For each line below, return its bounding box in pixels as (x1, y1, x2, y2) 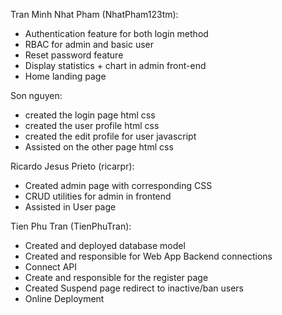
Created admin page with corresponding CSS (24, 180, 213, 191)
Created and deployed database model (24, 240, 186, 251)
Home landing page (24, 70, 107, 82)
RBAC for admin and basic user (24, 39, 155, 50)
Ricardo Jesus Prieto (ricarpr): (10, 160, 135, 172)
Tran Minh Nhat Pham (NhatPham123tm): (10, 9, 179, 20)
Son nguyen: (10, 90, 63, 101)
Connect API (24, 261, 77, 273)
